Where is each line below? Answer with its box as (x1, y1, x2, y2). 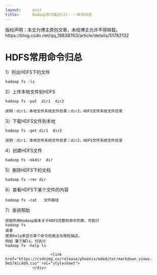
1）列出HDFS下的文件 (5, 69, 50, 75)
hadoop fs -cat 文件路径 (5, 198, 59, 203)
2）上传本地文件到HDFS (5, 89, 56, 95)
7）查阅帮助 (5, 207, 30, 213)
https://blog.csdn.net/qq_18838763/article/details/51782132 (5, 32, 129, 38)
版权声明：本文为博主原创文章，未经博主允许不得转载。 (5, 26, 120, 33)
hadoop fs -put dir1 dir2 (5, 99, 65, 104)
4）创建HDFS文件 (5, 148, 42, 154)
